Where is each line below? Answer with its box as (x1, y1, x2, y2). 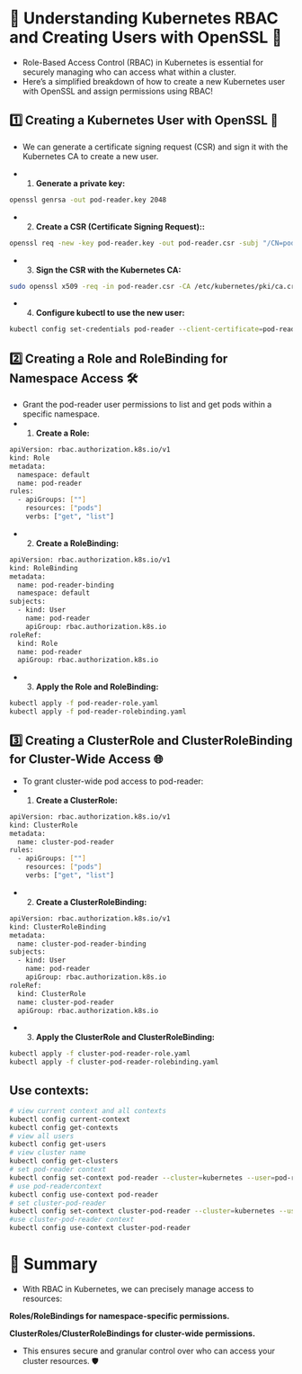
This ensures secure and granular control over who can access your (22, 1345, 276, 1356)
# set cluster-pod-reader (9, 1199, 106, 1208)
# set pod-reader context (9, 1165, 106, 1174)
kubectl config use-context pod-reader (9, 1190, 159, 1199)
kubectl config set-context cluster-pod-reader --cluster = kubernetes (9, 1207, 276, 1216)
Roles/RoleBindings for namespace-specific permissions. (9, 1311, 230, 1321)
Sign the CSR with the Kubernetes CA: (35, 265, 182, 275)
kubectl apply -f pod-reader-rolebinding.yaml (9, 707, 187, 716)
